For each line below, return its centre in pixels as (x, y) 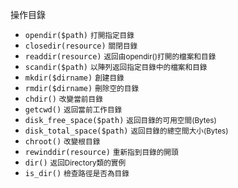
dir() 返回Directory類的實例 (75, 163)
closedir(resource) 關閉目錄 (81, 46)
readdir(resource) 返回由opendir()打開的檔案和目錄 (120, 57)
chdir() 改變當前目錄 (63, 99)
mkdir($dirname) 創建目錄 (74, 78)
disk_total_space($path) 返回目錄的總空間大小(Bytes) (126, 131)
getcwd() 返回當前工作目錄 (73, 110)
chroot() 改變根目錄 (62, 142)
